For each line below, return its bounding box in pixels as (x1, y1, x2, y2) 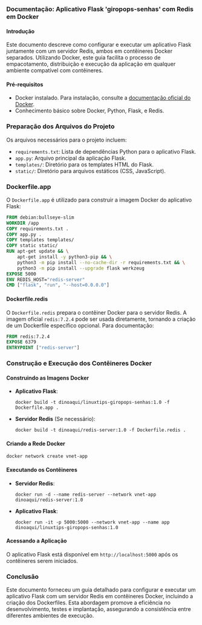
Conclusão (6, 572, 39, 581)
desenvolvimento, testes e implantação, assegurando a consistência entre (6, 606, 192, 613)
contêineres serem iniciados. (6, 557, 79, 564)
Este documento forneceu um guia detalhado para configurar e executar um (6, 586, 196, 593)
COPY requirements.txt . (6, 225, 69, 232)
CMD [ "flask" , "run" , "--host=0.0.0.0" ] (6, 282, 110, 289)
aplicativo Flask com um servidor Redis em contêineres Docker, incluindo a (6, 593, 194, 600)
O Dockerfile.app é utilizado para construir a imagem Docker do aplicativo (6, 196, 192, 203)
